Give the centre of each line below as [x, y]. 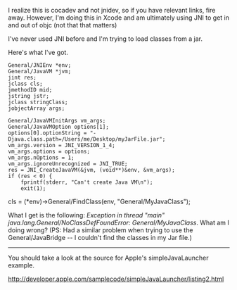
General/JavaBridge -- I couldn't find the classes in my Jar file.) [100, 238]
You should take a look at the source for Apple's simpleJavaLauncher [108, 258]
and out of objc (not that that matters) [63, 25]
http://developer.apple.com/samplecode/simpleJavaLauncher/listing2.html [116, 279]
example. [21, 265]
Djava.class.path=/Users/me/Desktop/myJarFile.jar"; [87, 139]
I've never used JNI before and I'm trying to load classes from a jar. [105, 39]
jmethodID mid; [30, 90]
